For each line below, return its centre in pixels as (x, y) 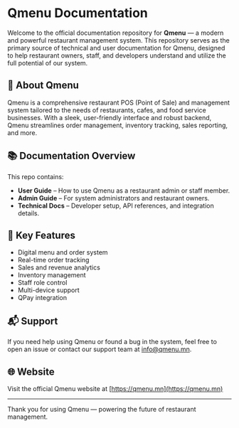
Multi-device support (48, 290)
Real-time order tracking (53, 260)
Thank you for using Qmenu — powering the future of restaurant (102, 409)
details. (28, 213)
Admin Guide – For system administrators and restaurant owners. (113, 198)
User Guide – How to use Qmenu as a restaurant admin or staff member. (124, 191)
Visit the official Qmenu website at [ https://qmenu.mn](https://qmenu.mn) (115, 389)
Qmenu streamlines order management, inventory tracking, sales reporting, (118, 125)
